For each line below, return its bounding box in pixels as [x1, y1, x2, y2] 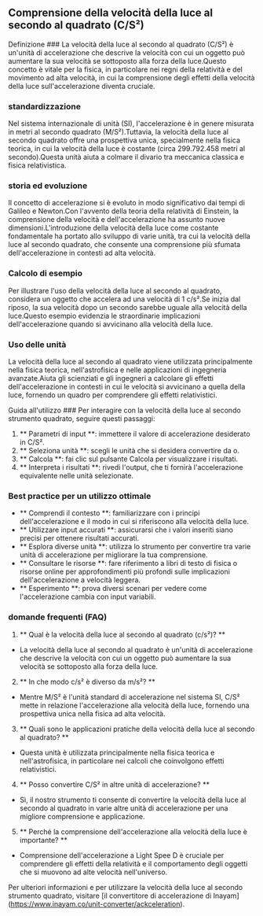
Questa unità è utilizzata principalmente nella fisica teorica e [19, 748, 215, 757]
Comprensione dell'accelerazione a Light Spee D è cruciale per [19, 850, 225, 860]
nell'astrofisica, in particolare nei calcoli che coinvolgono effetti [19, 755, 225, 766]
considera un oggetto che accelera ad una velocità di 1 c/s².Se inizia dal [8, 294, 241, 304]
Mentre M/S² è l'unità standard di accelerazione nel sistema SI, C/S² [19, 692, 240, 701]
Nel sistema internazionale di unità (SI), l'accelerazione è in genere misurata [8, 119, 254, 128]
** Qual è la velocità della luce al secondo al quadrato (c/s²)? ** [19, 630, 226, 639]
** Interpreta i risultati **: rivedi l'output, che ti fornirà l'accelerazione [19, 463, 243, 471]
